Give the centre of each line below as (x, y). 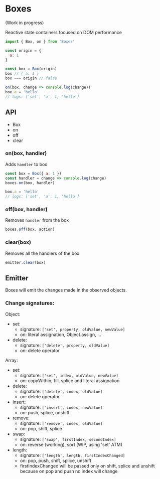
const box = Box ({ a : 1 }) (33, 174)
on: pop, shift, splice (41, 428)
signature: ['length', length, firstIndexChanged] (72, 455)
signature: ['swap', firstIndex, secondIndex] (68, 439)
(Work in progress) (25, 23)
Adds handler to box (26, 164)
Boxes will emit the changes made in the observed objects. (66, 290)
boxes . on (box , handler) (30, 183)
